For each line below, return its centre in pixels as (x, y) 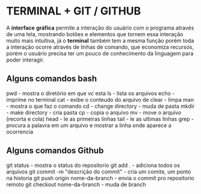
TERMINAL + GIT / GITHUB (74, 11)
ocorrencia (20, 131)
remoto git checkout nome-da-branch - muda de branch (76, 184)
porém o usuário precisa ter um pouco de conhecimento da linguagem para (100, 53)
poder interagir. (25, 60)
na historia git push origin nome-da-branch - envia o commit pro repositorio (100, 178)
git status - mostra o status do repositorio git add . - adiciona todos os (93, 165)
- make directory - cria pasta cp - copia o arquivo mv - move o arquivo (94, 112)
